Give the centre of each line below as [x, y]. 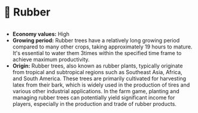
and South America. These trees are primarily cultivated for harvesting [99, 78]
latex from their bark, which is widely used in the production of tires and [101, 85]
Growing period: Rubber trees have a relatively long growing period [96, 40]
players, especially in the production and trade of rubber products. [95, 103]
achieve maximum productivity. [51, 59]
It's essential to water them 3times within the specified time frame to [97, 53]
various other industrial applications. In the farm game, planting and [96, 91]
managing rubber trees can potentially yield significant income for [94, 97]
